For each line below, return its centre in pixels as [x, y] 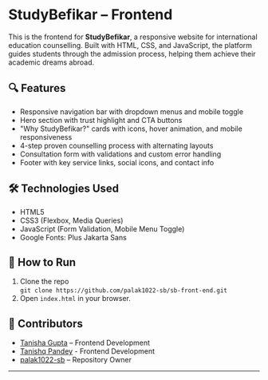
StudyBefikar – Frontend [91, 15]
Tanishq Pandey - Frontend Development [87, 351]
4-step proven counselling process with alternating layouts [116, 145]
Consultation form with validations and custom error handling [120, 154]
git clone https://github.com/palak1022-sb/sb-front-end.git [124, 291]
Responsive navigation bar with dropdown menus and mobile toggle [132, 111]
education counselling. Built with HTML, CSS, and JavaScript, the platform [130, 45]
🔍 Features [37, 88]
